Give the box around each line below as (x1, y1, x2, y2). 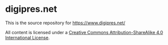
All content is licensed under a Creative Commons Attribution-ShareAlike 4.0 (5, 29, 163, 35)
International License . (5, 35, 50, 41)
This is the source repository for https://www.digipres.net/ (5, 20, 125, 26)
